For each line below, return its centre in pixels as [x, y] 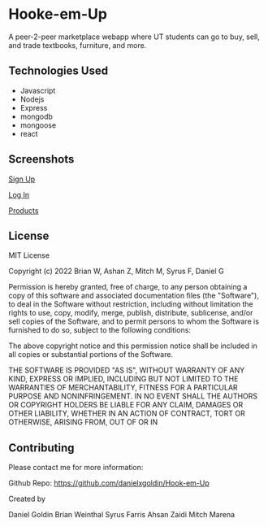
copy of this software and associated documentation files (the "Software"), [134, 296]
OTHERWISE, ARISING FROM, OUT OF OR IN [83, 422]
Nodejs [32, 99]
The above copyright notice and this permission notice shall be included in [133, 346]
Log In [19, 194]
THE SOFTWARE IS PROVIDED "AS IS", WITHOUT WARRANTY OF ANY [127, 370]
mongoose [38, 125]
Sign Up [22, 179]
